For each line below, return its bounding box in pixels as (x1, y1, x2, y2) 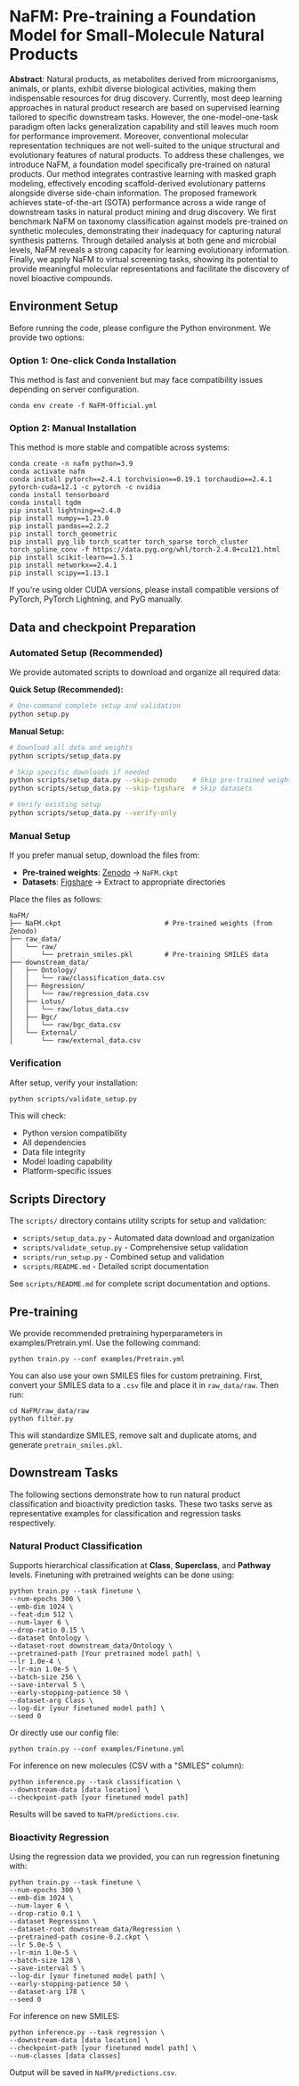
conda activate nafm (9, 467, 86, 477)
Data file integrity (21, 1147, 86, 1158)
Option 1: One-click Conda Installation (9, 354, 177, 367)
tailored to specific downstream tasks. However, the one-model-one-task (9, 112, 279, 122)
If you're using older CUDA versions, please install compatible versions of (9, 585, 279, 595)
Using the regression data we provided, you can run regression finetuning (9, 1851, 280, 1862)
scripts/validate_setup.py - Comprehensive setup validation (21, 1242, 249, 1253)
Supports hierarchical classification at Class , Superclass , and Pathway (9, 1560, 271, 1571)
